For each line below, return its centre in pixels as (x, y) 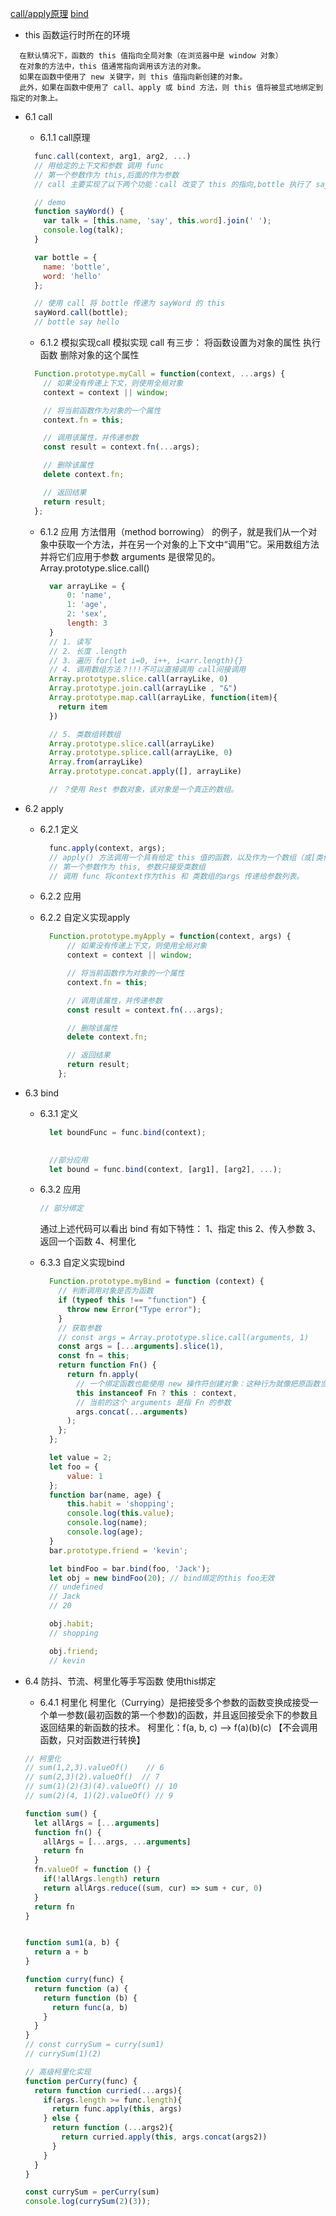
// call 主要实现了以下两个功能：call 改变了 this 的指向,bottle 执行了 (173, 184)
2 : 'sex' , (87, 614)
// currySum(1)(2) (63, 2054)
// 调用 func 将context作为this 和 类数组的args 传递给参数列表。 (176, 876)
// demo (50, 202)
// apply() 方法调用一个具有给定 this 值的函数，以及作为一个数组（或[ (182, 857)
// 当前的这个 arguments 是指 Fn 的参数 (153, 1402)
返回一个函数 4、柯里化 (88, 1241)
